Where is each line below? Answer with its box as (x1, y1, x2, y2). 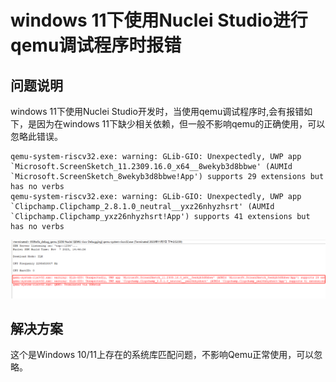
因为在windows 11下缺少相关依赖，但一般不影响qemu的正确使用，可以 (36, 118, 326, 130)
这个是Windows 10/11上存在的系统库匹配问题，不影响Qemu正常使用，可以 (10, 349, 315, 361)
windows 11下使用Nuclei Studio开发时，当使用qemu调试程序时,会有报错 (10, 106, 305, 117)
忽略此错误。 (10, 131, 63, 142)
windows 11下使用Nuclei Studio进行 (10, 9, 308, 32)
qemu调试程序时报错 (10, 34, 182, 57)
